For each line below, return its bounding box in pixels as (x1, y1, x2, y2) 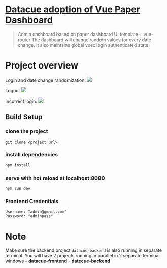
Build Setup (5, 113, 43, 121)
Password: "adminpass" (5, 214, 53, 219)
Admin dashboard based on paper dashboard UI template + (17, 31, 143, 37)
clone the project (5, 128, 48, 135)
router (17, 37, 31, 43)
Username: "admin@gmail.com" (5, 209, 67, 214)
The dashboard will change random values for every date (31, 37, 151, 43)
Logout (5, 87, 20, 93)
